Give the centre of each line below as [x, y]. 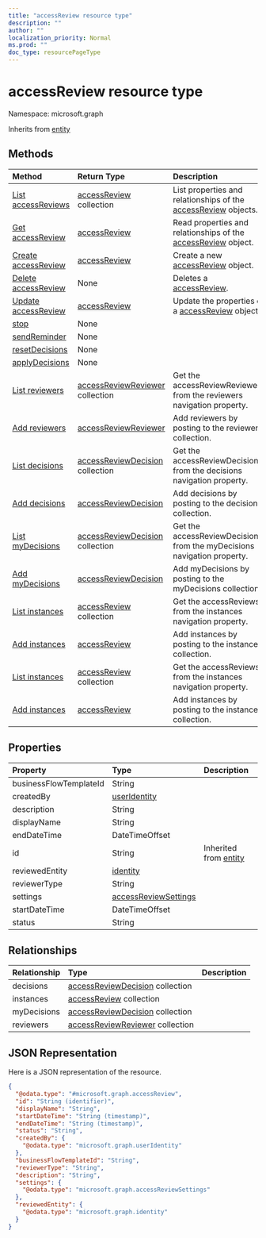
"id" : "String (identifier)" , [65, 1101]
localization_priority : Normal [60, 38]
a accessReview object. [217, 310]
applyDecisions [41, 362]
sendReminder [39, 336]
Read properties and [211, 222]
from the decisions [208, 471]
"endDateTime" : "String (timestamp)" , [80, 1124]
